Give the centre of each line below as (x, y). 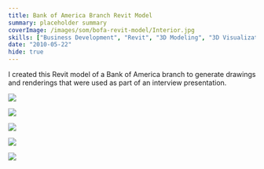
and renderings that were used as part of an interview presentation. (117, 83)
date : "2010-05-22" (40, 45)
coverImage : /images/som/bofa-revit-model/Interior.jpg (101, 30)
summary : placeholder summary (58, 23)
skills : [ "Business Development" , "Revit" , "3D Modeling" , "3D (114, 37)
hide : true (26, 52)
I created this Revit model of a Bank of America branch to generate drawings (132, 74)
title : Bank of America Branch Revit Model (81, 15)
